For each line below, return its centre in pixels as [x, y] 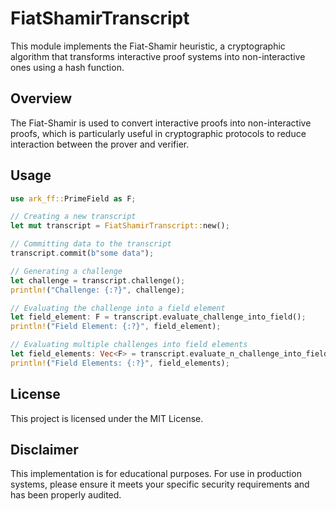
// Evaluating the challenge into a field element [118, 308]
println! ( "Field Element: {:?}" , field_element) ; [116, 327]
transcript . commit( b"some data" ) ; [82, 253]
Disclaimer [44, 450]
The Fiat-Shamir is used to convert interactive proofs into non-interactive [161, 123]
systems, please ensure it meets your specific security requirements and [160, 484]
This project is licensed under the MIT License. [107, 418]
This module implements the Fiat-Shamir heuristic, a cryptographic [148, 46]
